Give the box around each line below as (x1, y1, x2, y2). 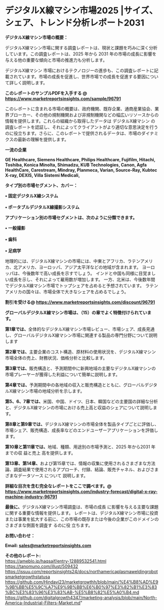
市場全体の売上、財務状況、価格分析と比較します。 (5, 355, 107, 361)
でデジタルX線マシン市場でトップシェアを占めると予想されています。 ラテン (5, 282, 159, 288)
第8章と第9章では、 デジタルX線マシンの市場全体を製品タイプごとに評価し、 (5, 421, 159, 427)
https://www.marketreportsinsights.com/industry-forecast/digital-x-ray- (5, 488, 158, 494)
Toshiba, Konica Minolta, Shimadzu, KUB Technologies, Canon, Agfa (5, 162, 147, 168)
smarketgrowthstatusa (5, 574, 50, 580)
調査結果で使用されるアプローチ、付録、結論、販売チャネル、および (13, 466, 150, 472)
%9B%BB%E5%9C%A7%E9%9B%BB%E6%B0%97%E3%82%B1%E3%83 (5, 584, 157, 590)
